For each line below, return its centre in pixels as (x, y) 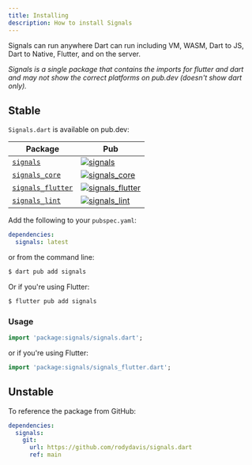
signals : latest (42, 242)
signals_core (37, 175)
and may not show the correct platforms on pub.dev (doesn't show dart (125, 77)
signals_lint (37, 201)
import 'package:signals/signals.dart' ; (76, 338)
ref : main (45, 455)
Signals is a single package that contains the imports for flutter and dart (126, 69)
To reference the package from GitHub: (72, 411)
